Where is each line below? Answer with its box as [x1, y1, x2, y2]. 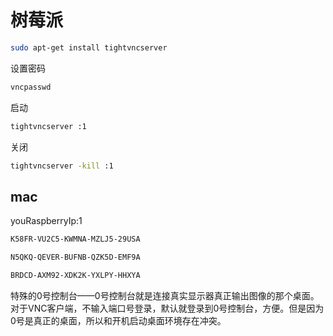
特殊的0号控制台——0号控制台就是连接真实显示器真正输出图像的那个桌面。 [10, 289, 320, 301]
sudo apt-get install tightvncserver [10, 42, 168, 53]
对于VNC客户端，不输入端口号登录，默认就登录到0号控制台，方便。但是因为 [10, 302, 325, 314]
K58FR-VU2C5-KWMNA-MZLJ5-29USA [10, 234, 141, 245]
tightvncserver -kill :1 [10, 161, 114, 171]
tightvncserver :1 [10, 121, 87, 131]
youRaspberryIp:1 [10, 215, 83, 227]
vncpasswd [10, 82, 52, 92]
